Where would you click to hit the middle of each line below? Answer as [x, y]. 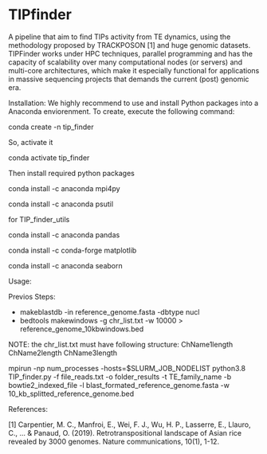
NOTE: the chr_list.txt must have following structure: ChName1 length [121, 344]
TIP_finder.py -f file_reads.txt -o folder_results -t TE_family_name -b [120, 377]
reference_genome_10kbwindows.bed [82, 329]
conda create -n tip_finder [51, 127]
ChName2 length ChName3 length [63, 353]
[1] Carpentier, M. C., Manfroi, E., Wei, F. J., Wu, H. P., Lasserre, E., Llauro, [130, 425]
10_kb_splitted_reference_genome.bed [71, 393]
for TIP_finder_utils [39, 219]
